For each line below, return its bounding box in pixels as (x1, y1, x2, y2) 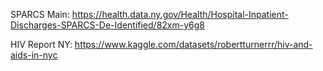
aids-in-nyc (10, 49, 58, 61)
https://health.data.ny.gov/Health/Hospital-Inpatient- (71, 9, 289, 20)
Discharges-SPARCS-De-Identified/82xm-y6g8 (10, 19, 205, 31)
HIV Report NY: (10, 39, 73, 50)
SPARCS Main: (10, 9, 70, 20)
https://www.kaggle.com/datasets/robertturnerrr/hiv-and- (74, 39, 313, 50)
